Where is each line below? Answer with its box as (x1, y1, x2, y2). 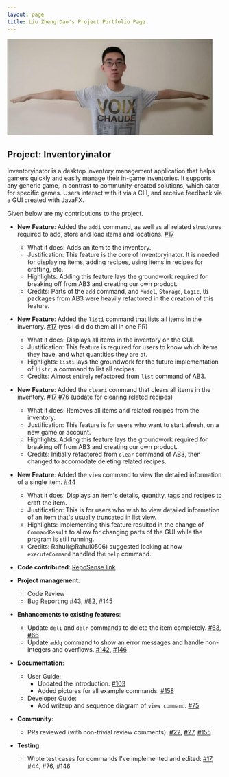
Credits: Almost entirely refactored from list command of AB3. (27, 372, 206, 381)
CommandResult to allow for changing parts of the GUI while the (27, 528, 203, 536)
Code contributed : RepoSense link (16, 563, 116, 571)
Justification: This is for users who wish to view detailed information (27, 506, 220, 514)
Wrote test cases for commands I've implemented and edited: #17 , (27, 755, 214, 763)
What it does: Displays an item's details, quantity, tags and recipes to (27, 492, 222, 500)
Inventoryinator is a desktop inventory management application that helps (7, 167, 215, 175)
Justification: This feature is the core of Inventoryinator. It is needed (27, 251, 219, 259)
